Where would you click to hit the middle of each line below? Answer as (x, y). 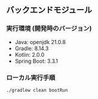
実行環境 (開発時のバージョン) (49, 29)
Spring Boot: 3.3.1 (36, 61)
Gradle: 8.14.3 (32, 48)
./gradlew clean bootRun (37, 90)
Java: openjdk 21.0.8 (40, 42)
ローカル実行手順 (31, 78)
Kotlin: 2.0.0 (30, 54)
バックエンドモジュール (49, 10)
